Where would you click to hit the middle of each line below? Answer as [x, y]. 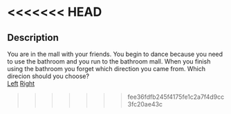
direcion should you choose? [48, 76]
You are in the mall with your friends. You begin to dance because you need [115, 54]
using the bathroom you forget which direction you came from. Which [107, 69]
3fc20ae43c [145, 104]
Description [33, 38]
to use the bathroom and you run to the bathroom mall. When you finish [109, 61]
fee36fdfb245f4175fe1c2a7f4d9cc [176, 97]
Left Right [21, 83]
